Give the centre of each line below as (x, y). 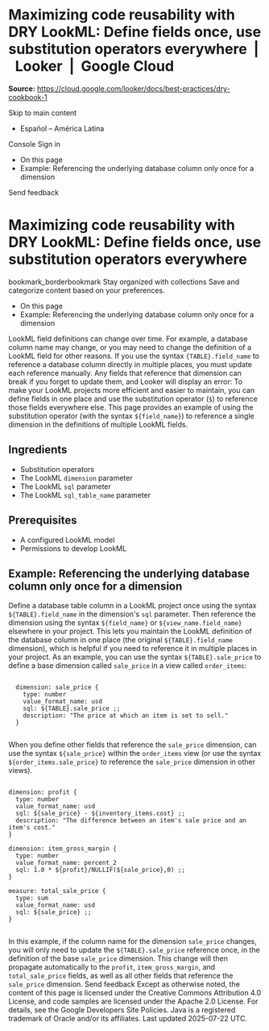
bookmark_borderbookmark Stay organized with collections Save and (124, 282)
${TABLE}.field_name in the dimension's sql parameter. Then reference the (132, 614)
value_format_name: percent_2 (66, 863)
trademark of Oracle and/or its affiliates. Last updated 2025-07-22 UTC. (128, 1019)
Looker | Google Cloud (95, 67)
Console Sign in (34, 144)
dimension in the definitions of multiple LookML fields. (98, 424)
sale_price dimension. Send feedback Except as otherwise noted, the (124, 984)
